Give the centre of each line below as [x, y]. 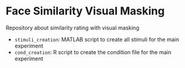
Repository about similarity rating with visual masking [72, 28]
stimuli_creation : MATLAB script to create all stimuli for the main [97, 39]
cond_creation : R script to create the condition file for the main [93, 52]
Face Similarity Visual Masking [85, 11]
